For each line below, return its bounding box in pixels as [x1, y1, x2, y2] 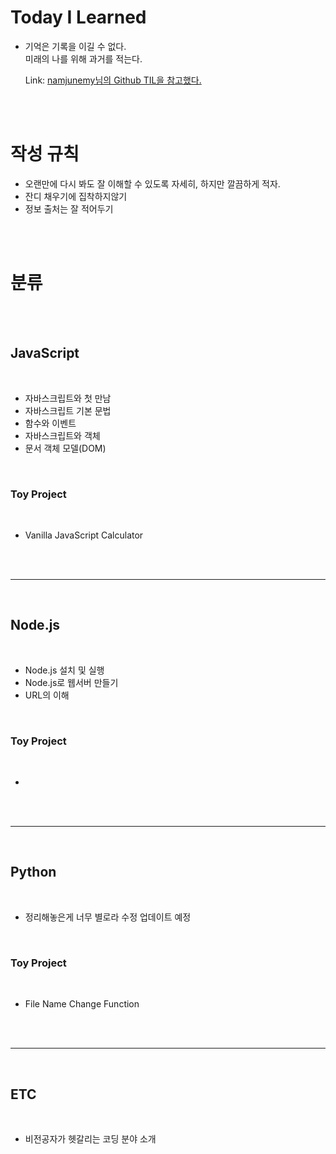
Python [10, 864, 57, 881]
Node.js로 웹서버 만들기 [24, 676, 119, 688]
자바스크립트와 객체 [24, 429, 101, 441]
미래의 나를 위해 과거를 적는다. [24, 52, 143, 65]
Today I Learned [10, 6, 147, 29]
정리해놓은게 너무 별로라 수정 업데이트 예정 [24, 911, 192, 923]
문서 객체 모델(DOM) [24, 442, 107, 454]
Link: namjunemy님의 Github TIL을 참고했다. [24, 74, 202, 86]
